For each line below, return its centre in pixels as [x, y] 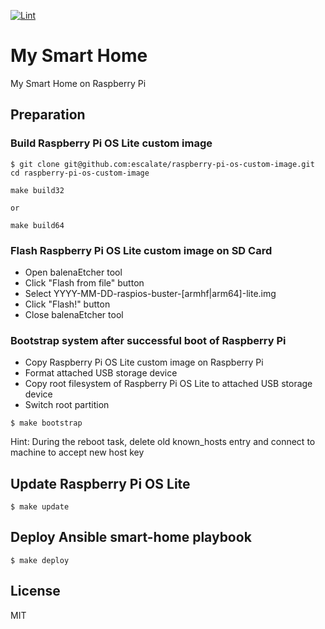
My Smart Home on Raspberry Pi [78, 83]
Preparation [48, 115]
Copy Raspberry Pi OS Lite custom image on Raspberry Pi [144, 362]
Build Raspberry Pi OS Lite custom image [111, 143]
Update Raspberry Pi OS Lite [100, 483]
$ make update [40, 507]
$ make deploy [40, 560]
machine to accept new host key [77, 452]
